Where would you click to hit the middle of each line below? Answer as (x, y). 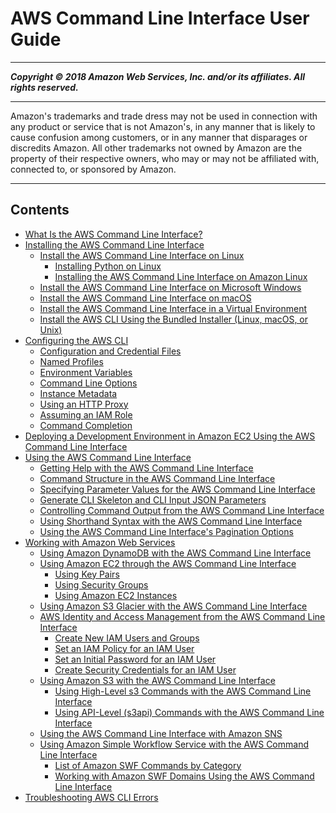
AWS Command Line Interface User (160, 18)
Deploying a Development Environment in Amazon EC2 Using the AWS (170, 436)
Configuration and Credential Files (110, 351)
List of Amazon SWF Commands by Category (148, 765)
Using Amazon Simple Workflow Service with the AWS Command (174, 744)
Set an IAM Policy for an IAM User (124, 648)
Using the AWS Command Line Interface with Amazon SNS (161, 733)
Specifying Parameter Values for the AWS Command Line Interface (177, 489)
